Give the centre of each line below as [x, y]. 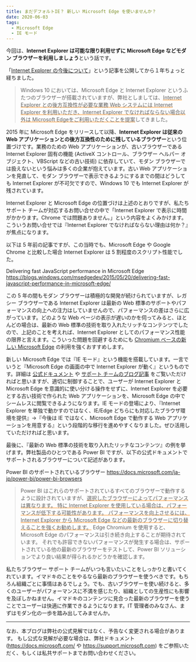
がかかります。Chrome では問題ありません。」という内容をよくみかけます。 [96, 218]
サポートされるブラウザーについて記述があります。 [67, 460]
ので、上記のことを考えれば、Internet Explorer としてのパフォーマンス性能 [96, 332]
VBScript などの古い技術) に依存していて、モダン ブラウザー [108, 161]
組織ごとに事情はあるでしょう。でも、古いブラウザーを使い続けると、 [100, 584]
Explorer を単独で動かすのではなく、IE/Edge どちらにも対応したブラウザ [93, 411]
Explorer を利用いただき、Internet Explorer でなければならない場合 [100, 112]
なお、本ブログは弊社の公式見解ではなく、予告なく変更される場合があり [93, 631]
